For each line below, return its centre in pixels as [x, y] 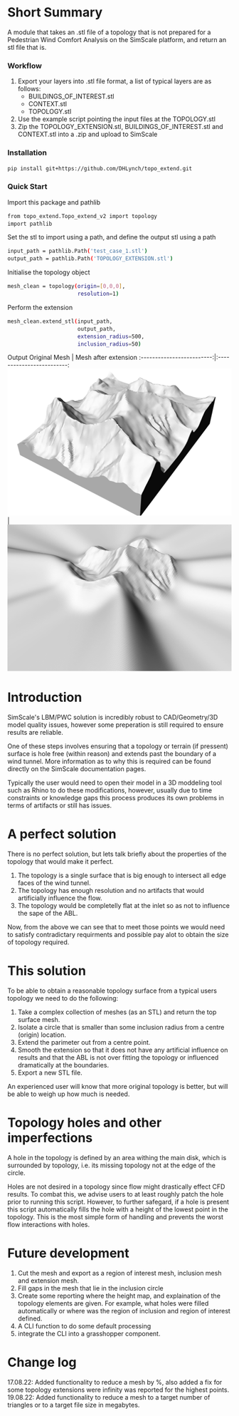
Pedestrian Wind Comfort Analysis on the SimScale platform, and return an [117, 39]
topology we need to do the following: [63, 998]
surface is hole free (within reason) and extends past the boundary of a [112, 753]
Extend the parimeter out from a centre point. [84, 1042]
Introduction [45, 697]
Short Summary [55, 12]
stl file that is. [27, 47]
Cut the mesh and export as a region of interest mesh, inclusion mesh [119, 1273]
